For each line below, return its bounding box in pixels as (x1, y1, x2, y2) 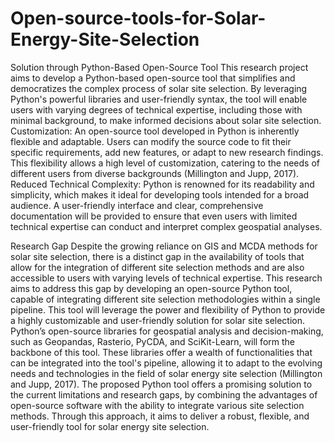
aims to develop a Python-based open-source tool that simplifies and (10, 72, 296, 84)
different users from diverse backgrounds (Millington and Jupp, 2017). (10, 167, 300, 179)
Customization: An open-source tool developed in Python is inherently (10, 125, 300, 137)
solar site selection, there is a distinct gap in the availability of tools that (10, 250, 305, 262)
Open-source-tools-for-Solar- (10, 7, 267, 30)
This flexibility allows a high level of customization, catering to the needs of (10, 157, 320, 169)
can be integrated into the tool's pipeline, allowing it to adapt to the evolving (10, 357, 323, 369)
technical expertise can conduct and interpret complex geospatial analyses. (10, 220, 323, 232)
